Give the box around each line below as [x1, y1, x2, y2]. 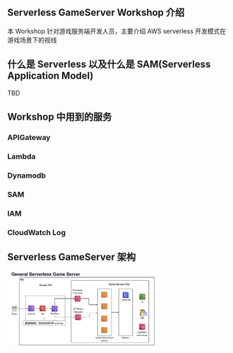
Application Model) [7, 70, 94, 82]
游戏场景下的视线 [7, 35, 57, 44]
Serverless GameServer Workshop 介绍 [7, 6, 185, 19]
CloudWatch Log [7, 227, 66, 237]
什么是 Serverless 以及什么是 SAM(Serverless [7, 59, 211, 71]
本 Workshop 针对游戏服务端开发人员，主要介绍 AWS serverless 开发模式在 [7, 27, 227, 35]
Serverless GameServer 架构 [7, 250, 136, 263]
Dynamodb [7, 170, 46, 180]
